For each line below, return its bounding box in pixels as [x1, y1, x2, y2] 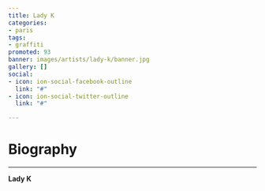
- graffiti [8, 41, 44, 49]
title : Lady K [8, 11, 55, 20]
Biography [8, 140, 77, 159]
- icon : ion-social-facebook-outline [8, 77, 132, 85]
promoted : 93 [8, 48, 51, 56]
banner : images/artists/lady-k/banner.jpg [8, 56, 150, 64]
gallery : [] [8, 63, 47, 71]
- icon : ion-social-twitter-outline [8, 92, 129, 100]
